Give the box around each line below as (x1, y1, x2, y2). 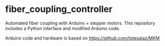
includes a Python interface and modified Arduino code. (5, 25, 120, 31)
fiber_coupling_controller (5, 3, 112, 15)
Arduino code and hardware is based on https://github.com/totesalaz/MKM (5, 35, 160, 41)
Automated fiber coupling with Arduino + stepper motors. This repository (5, 20, 155, 26)
